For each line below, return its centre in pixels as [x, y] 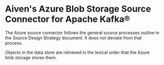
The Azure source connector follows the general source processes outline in [82, 32]
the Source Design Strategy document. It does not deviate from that [73, 38]
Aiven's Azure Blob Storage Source [78, 9]
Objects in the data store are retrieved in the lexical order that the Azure [77, 52]
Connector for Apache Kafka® [68, 19]
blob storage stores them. [31, 57]
